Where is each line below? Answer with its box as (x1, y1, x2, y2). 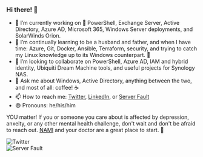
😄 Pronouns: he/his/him (15, 102, 76, 109)
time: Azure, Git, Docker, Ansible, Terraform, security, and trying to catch (15, 45, 198, 52)
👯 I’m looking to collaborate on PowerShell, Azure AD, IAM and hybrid (15, 58, 188, 65)
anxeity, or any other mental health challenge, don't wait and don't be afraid (6, 120, 196, 127)
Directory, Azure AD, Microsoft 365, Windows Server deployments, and (15, 25, 193, 33)
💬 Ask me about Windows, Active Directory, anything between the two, (15, 77, 192, 84)
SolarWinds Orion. (15, 32, 61, 39)
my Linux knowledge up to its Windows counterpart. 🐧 (15, 52, 150, 59)
